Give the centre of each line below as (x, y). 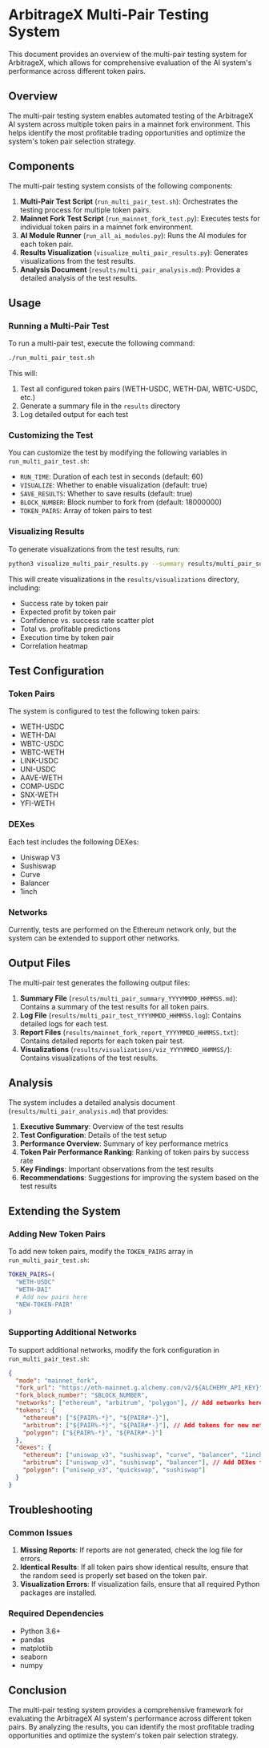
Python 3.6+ (40, 1631)
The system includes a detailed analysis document (92, 1102)
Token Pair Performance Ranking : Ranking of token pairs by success (134, 1151)
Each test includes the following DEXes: (74, 842)
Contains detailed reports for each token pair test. (102, 1041)
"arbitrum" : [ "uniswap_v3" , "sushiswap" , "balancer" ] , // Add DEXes (139, 1463)
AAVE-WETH (41, 778)
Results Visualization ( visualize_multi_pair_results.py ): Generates (134, 252)
